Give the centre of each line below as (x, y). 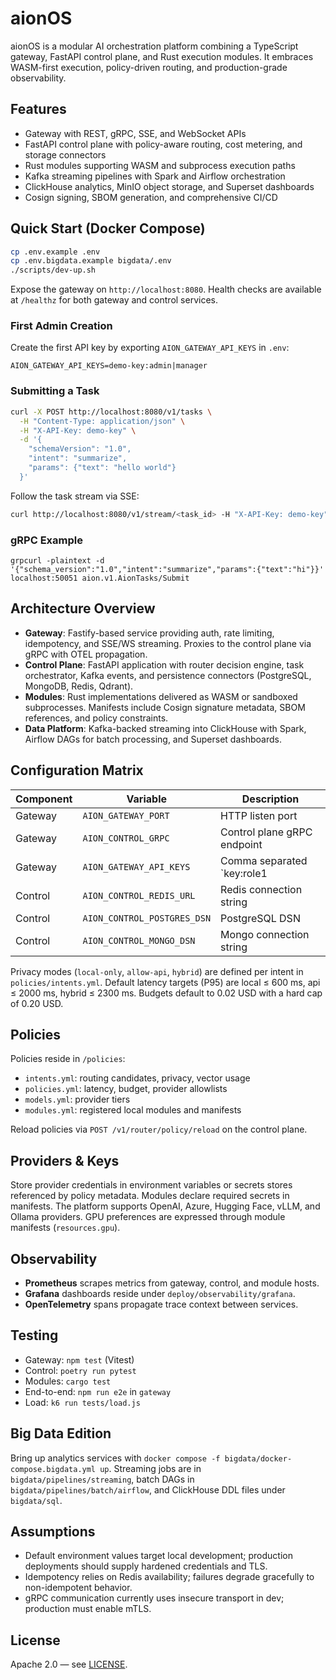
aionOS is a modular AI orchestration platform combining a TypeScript (154, 46)
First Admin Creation (61, 326)
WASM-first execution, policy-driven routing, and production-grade (149, 67)
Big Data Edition (61, 1433)
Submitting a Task (55, 391)
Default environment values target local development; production (158, 1556)
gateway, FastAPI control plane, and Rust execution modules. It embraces (162, 56)
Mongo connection (265, 934)
